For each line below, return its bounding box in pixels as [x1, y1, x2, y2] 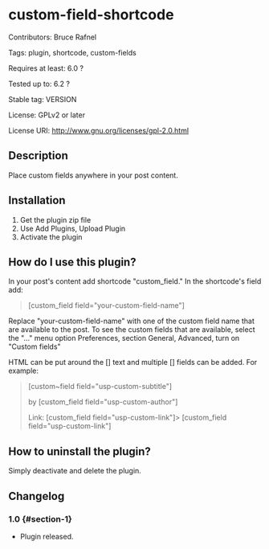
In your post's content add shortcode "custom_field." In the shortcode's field [8, 277, 262, 286]
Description [8, 149, 68, 162]
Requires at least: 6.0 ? [8, 63, 84, 73]
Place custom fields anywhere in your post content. [8, 170, 178, 180]
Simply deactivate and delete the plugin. [8, 466, 142, 476]
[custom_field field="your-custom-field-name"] [27, 301, 185, 310]
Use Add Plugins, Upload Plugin [19, 223, 126, 233]
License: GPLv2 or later [8, 110, 86, 120]
